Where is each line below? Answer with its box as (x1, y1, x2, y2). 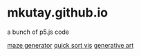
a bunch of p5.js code (7, 28, 70, 36)
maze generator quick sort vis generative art (7, 41, 134, 49)
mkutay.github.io (7, 5, 109, 21)
